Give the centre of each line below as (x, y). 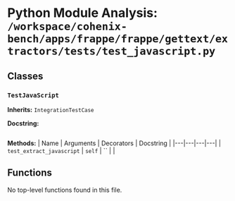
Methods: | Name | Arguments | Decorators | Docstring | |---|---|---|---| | (114, 143)
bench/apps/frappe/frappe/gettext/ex (118, 39)
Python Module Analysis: (83, 13)
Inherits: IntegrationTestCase (51, 109)
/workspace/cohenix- (68, 26)
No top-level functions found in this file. (65, 190)
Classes (25, 76)
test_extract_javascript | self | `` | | (61, 150)
